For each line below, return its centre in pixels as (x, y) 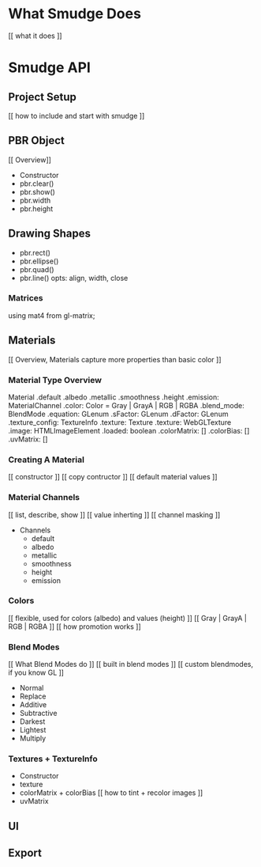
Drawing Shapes (50, 234)
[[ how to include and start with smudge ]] (76, 115)
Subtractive (38, 714)
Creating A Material (47, 460)
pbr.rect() (35, 252)
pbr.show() (37, 191)
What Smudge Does (75, 14)
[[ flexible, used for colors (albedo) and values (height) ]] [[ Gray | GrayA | (127, 618)
